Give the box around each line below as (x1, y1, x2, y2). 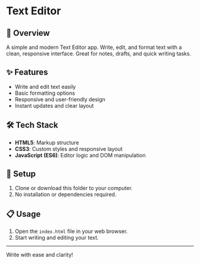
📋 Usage (6, 209, 41, 219)
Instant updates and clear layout (14, 102, 94, 109)
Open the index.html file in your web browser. (14, 228, 128, 235)
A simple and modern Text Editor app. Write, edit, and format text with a (6, 44, 182, 51)
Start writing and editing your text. (14, 234, 99, 241)
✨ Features (6, 67, 48, 77)
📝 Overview (6, 28, 50, 38)
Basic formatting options (14, 89, 76, 97)
